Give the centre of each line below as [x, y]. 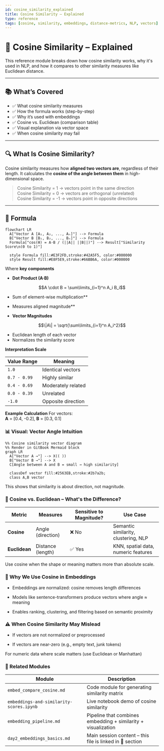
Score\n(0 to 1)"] [24, 247]
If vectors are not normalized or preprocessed [58, 635]
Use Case [135, 515]
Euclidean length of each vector [44, 335]
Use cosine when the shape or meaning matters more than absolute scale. [80, 564]
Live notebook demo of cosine [122, 701]
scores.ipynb [23, 707]
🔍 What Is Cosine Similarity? [50, 154]
